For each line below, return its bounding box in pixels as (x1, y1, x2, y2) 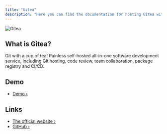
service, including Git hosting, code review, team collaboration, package (5, 58, 153, 64)
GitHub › (12, 123, 30, 129)
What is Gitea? (5, 40, 51, 48)
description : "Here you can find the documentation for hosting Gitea (5, 12, 155, 17)
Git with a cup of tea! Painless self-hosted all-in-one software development (5, 53, 159, 59)
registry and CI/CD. (5, 63, 45, 69)
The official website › (12, 118, 56, 124)
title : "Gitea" (5, 7, 37, 12)
